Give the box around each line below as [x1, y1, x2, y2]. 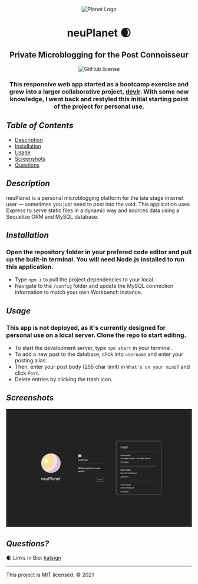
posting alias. [14, 356, 47, 364]
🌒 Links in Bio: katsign [6, 554, 62, 561]
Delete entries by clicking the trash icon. [14, 375, 113, 382]
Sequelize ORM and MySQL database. [6, 213, 99, 220]
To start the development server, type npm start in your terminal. [14, 344, 173, 351]
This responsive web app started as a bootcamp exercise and [9, 80, 189, 88]
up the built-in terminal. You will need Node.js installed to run [6, 255, 184, 263]
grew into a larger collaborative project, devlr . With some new [9, 87, 189, 96]
